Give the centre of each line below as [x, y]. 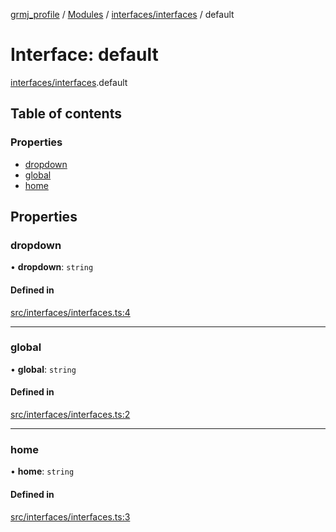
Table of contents [66, 114]
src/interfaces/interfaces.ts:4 [70, 312]
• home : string [42, 471]
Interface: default [84, 55]
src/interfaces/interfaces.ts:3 [70, 516]
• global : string [43, 369]
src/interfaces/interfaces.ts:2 [70, 415]
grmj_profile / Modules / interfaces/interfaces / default [122, 14]
